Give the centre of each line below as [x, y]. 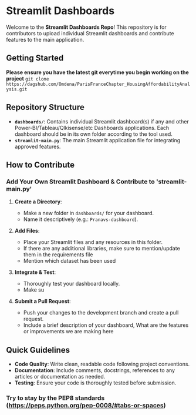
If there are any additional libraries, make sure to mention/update [102, 249]
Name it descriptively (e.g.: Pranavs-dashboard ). [81, 219]
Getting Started [35, 58]
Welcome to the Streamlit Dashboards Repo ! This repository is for [87, 27]
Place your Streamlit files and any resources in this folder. [93, 242]
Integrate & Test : [35, 272]
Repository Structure [45, 107]
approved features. [38, 146]
